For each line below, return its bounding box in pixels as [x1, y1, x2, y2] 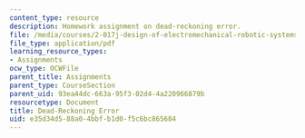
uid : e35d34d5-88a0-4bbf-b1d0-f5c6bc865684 [9, 114, 177, 123]
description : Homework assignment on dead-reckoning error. [9, 22, 242, 31]
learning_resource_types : [9, 47, 107, 56]
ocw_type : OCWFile [9, 64, 79, 74]
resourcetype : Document [9, 97, 100, 107]
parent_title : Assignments [9, 73, 112, 82]
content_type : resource [9, 13, 100, 23]
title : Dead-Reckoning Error [9, 106, 120, 115]
